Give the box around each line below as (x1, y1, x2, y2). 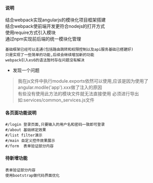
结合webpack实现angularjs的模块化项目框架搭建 (5, 17, 106, 23)
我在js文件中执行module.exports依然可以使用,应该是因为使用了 (17, 78, 148, 84)
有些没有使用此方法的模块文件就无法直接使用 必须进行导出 (17, 91, 139, 97)
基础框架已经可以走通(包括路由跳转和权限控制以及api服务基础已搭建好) (5, 47, 134, 52)
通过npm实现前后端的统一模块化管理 (5, 36, 82, 42)
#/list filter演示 (5, 133, 43, 138)
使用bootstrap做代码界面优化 (5, 173, 60, 178)
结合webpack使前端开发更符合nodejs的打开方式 (5, 23, 105, 29)
